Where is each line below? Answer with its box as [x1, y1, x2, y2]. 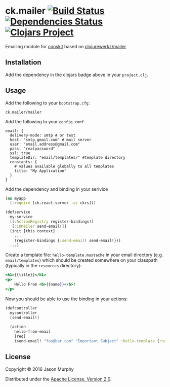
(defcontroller [5, 305, 37, 310]
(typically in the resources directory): [5, 263, 82, 269]
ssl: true [10, 150, 30, 156]
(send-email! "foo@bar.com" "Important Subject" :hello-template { [14, 338, 159, 343]
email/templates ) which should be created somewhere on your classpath [5, 257, 158, 263]
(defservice [5, 209, 30, 215]
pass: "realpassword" [10, 146, 56, 151]
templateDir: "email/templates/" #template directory [10, 155, 125, 160]
